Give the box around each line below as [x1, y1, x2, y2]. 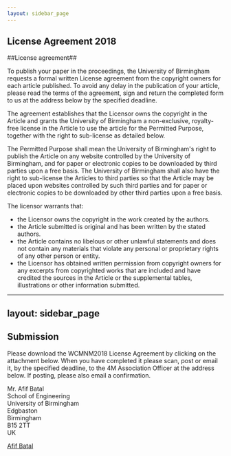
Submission [7, 331, 60, 343]
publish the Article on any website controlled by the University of [7, 152, 191, 160]
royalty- [191, 117, 214, 125]
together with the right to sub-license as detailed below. [7, 131, 166, 140]
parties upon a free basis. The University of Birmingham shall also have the [7, 166, 220, 175]
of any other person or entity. [16, 252, 100, 260]
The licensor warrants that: [7, 202, 84, 210]
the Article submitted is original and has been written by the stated [16, 223, 206, 231]
